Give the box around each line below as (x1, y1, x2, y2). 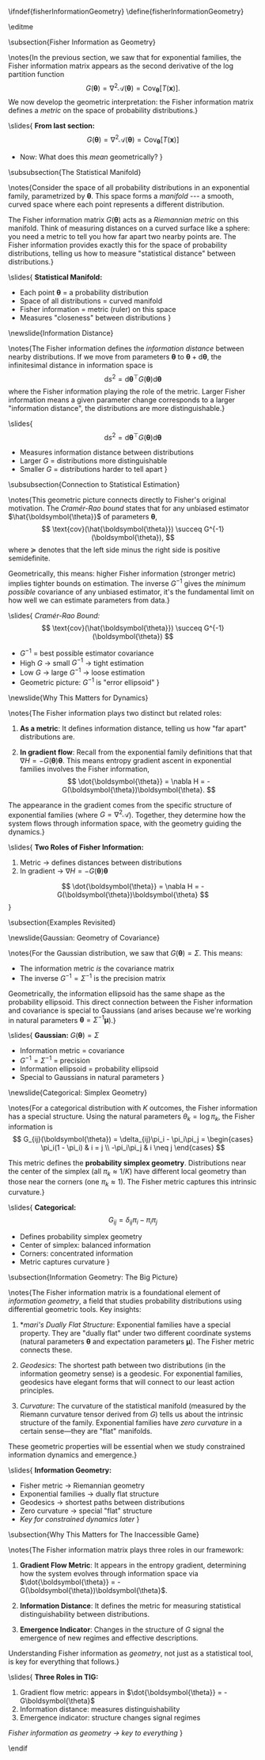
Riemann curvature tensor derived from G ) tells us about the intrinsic (19, 1409, 244, 1420)
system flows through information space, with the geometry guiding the (8, 819, 242, 828)
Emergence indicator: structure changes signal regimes (19, 1713, 201, 1723)
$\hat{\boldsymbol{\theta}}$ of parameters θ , (8, 512, 158, 522)
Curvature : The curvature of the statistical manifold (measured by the (19, 1401, 247, 1411)
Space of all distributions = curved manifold (19, 296, 163, 306)
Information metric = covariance (19, 1046, 125, 1055)
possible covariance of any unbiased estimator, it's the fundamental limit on (8, 587, 255, 596)
